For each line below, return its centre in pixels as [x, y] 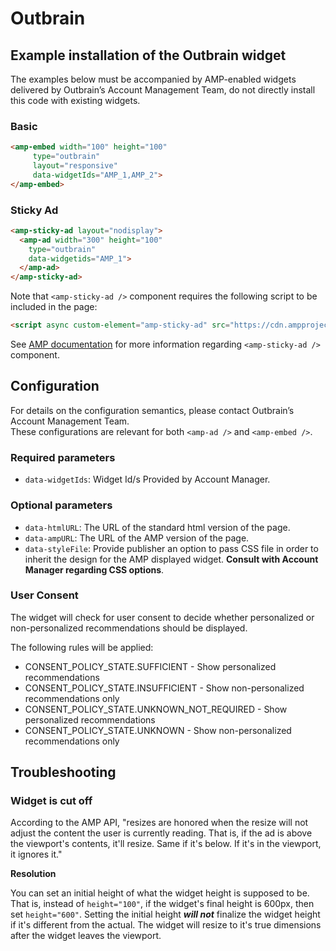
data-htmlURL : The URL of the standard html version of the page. [157, 527]
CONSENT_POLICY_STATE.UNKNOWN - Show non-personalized [158, 730]
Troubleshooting [63, 772]
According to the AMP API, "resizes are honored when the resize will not [159, 823]
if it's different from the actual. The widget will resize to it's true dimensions [166, 925]
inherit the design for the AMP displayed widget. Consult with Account [171, 559]
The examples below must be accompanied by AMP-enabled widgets [153, 79]
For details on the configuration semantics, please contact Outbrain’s [152, 410]
